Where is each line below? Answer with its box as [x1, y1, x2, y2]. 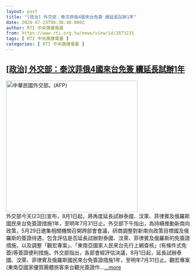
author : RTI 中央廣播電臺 [6, 25, 64, 31]
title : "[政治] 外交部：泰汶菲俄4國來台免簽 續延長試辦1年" [6, 14, 137, 20]
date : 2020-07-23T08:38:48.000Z [6, 19, 85, 25]
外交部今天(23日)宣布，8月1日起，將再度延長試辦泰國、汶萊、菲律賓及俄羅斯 [6, 212, 190, 219]
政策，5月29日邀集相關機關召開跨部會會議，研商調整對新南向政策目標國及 [6, 227, 184, 234]
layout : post [6, 8, 38, 15]
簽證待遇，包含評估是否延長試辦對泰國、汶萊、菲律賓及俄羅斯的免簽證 [21, 234, 190, 241]
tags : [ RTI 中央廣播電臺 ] [6, 36, 69, 42]
